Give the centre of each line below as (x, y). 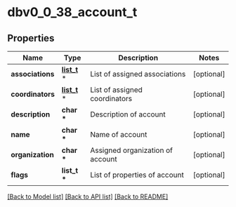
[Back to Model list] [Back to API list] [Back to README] (88, 196)
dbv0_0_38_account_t (72, 12)
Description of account (128, 114)
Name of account (119, 134)
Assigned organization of (132, 150)
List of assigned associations (138, 74)
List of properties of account (137, 175)
